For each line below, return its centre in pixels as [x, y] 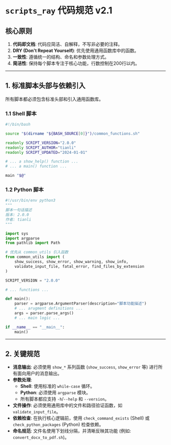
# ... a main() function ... [36, 167]
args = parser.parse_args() [44, 313]
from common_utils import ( [35, 257]
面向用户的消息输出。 [39, 373]
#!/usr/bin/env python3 [31, 201]
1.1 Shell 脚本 [21, 113]
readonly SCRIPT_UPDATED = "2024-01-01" [46, 152]
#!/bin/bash [18, 125]
